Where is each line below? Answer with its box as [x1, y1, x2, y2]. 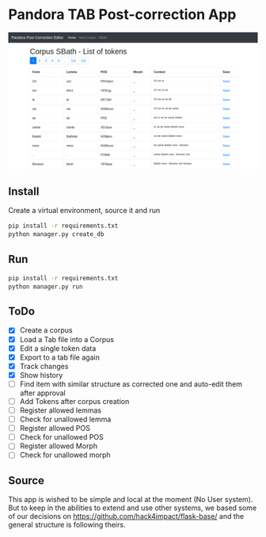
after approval [19, 388, 66, 398]
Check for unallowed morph [19, 450, 111, 460]
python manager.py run [8, 283, 83, 291]
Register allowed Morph [19, 441, 97, 451]
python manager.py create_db [8, 230, 104, 238]
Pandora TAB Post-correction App [8, 6, 237, 24]
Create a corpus [19, 326, 73, 335]
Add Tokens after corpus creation [19, 396, 130, 406]
